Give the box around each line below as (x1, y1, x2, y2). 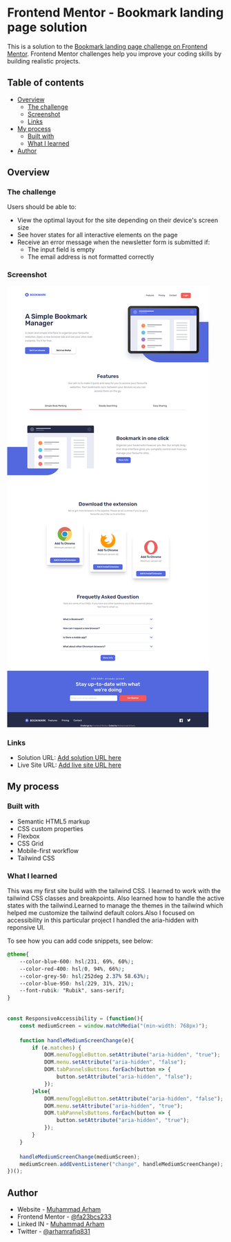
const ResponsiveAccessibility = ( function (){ (7, 1015, 143, 1022)
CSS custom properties (17, 824, 84, 832)
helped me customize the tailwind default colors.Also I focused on (7, 909, 195, 917)
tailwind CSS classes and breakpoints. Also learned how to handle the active (7, 894, 225, 903)
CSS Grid (17, 839, 43, 848)
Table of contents (7, 77, 84, 89)
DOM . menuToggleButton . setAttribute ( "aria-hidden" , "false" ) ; (43, 1095, 224, 1102)
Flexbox (17, 832, 40, 840)
